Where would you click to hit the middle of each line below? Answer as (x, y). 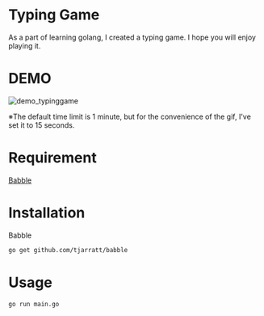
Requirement (52, 158)
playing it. (25, 45)
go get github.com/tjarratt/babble (68, 250)
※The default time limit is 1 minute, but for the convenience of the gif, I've (130, 116)
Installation (47, 213)
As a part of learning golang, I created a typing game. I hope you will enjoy (132, 37)
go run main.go (34, 304)
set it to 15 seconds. (42, 125)
